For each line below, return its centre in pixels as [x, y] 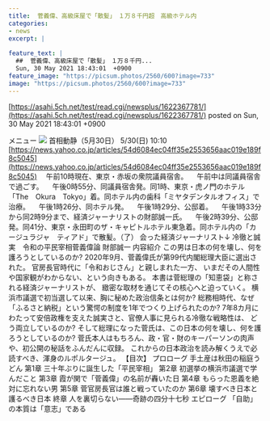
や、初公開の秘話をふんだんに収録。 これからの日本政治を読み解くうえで [129, 347]
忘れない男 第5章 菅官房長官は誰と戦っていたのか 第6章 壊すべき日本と [140, 388]
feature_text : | [36, 53]
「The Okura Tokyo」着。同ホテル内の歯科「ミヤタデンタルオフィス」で [134, 196]
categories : [28, 23]
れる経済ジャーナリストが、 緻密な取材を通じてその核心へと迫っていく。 [129, 287]
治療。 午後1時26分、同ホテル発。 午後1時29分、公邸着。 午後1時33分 [135, 206]
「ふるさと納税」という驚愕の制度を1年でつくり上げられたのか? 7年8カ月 [130, 307]
